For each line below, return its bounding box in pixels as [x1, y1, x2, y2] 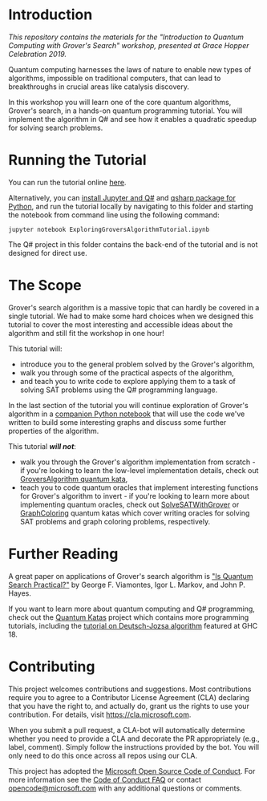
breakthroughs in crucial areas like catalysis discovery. [8, 82, 190, 91]
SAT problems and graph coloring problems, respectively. [19, 516, 211, 526]
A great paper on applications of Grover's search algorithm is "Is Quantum [8, 571, 253, 581]
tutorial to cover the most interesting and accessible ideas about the [8, 319, 233, 330]
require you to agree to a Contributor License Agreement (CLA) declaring [8, 692, 250, 702]
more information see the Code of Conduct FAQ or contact [8, 775, 202, 784]
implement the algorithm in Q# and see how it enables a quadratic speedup [8, 114, 257, 123]
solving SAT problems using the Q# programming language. [19, 385, 218, 394]
